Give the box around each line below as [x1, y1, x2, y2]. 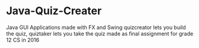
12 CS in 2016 [6, 36, 40, 43]
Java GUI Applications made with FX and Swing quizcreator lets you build [6, 24, 186, 31]
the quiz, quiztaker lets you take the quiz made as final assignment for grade [6, 30, 194, 37]
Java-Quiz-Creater [6, 4, 102, 18]
